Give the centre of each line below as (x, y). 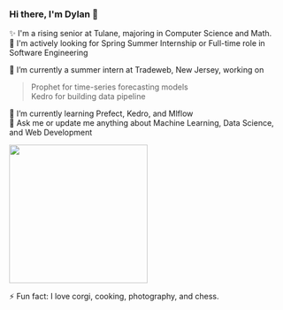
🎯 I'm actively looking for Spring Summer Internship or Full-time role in (137, 43)
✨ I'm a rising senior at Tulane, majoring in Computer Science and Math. (141, 34)
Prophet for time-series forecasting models (109, 87)
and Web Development (51, 133)
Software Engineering (49, 53)
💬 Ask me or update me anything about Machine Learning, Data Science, (141, 123)
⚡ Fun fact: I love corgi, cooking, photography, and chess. (114, 297)
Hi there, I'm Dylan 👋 (54, 14)
